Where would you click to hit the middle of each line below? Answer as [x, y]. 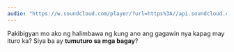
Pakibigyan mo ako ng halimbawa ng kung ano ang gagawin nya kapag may [116, 33]
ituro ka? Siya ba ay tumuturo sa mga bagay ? [73, 41]
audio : [17, 14]
